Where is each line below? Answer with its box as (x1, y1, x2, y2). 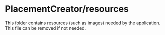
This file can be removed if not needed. (5, 25, 86, 31)
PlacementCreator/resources (5, 3, 129, 15)
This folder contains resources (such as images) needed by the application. (5, 20, 161, 26)
